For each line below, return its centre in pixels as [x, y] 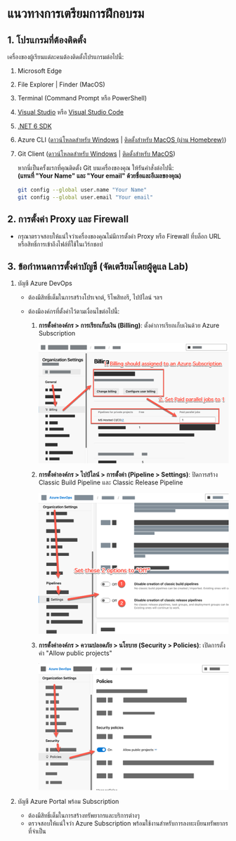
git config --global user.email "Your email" [85, 197]
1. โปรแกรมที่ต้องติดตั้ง [47, 40]
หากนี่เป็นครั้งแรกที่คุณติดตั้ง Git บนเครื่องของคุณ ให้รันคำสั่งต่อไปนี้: [96, 168]
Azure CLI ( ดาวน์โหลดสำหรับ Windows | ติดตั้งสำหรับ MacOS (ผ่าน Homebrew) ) [122, 140]
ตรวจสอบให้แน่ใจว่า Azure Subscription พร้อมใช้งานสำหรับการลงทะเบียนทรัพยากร [128, 823]
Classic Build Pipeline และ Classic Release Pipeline [111, 482]
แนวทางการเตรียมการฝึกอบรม [76, 14]
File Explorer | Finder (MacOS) [61, 84]
